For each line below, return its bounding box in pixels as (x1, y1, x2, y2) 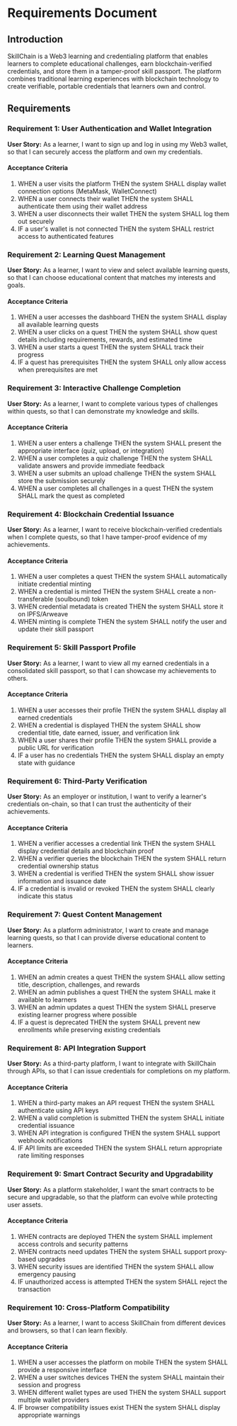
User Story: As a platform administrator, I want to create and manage (7, 926, 209, 934)
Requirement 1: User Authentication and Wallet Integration (7, 124, 212, 134)
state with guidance (17, 758, 76, 766)
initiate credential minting (17, 579, 92, 589)
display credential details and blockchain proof (17, 847, 154, 855)
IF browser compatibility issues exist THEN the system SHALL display (17, 1403, 221, 1412)
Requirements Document (7, 5, 158, 21)
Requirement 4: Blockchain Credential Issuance (7, 509, 175, 519)
